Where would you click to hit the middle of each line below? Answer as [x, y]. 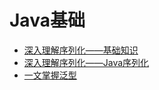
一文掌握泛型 [50, 75]
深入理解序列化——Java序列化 [86, 62]
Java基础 [47, 20]
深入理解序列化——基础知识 [81, 50]
